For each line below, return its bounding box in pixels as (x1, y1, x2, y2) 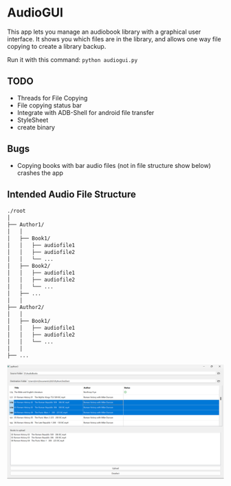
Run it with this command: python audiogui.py (7, 55, 138, 63)
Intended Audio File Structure (7, 188, 136, 200)
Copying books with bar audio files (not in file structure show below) (16, 161, 211, 169)
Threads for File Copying (16, 94, 88, 102)
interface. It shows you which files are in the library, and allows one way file (7, 34, 221, 43)
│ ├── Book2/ (7, 263, 51, 270)
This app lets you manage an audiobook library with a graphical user (7, 28, 201, 36)
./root (7, 208, 26, 215)
